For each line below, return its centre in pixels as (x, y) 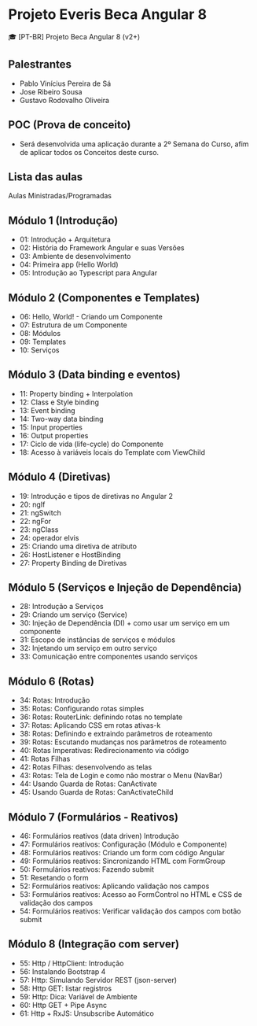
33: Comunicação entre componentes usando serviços (108, 657)
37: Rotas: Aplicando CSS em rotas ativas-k (90, 725)
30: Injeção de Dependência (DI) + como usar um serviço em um (125, 623)
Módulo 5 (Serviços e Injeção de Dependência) (125, 588)
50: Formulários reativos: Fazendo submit (87, 869)
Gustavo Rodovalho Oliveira (64, 100)
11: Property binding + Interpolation (76, 393)
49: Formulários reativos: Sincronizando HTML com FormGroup (122, 861)
